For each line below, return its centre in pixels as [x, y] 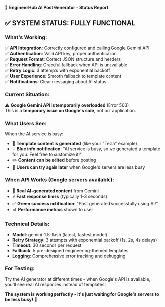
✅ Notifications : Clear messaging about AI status [56, 81]
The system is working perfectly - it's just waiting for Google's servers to [82, 294]
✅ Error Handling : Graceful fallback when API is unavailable [66, 65]
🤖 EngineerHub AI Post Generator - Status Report [57, 8]
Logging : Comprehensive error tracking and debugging [69, 256]
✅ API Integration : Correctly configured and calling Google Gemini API [77, 48]
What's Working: [26, 37]
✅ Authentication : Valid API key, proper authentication [61, 53]
